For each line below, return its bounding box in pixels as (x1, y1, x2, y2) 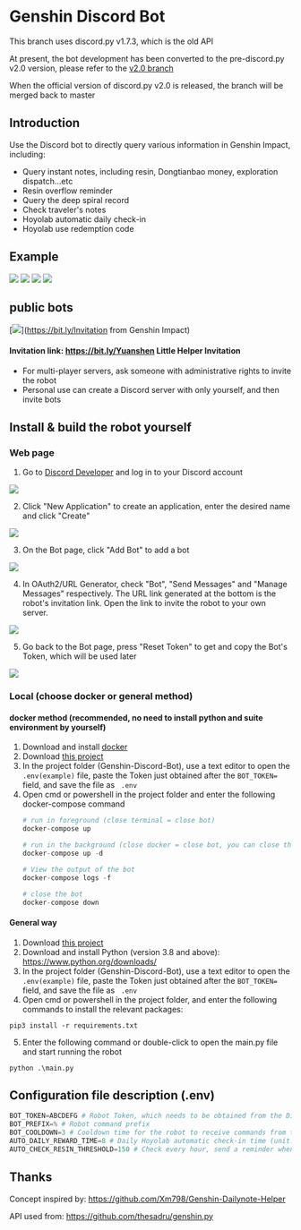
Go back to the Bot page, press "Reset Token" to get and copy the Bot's (21, 642, 288, 653)
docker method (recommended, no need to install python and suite (9, 712, 263, 722)
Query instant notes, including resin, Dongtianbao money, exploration (21, 166, 279, 176)
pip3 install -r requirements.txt (9, 1021, 139, 1030)
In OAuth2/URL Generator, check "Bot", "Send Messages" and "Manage (21, 579, 288, 590)
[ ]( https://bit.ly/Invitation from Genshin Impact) (9, 325, 191, 336)
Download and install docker (21, 741, 128, 753)
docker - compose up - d (21, 849, 104, 858)
